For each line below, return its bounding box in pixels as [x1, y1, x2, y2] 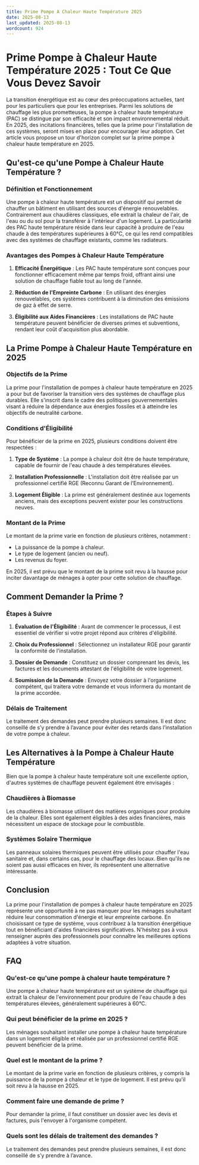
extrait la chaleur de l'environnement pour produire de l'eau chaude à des [6, 993, 186, 1001]
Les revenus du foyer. [14, 557, 68, 564]
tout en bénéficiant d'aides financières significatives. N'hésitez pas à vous [6, 926, 188, 933]
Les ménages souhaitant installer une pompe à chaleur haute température [6, 1029, 187, 1036]
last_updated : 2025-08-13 [6, 20, 70, 26]
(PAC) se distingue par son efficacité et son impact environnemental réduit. [6, 115, 190, 122]
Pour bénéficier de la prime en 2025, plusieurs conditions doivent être [6, 437, 178, 445]
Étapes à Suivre [6, 609, 52, 617]
